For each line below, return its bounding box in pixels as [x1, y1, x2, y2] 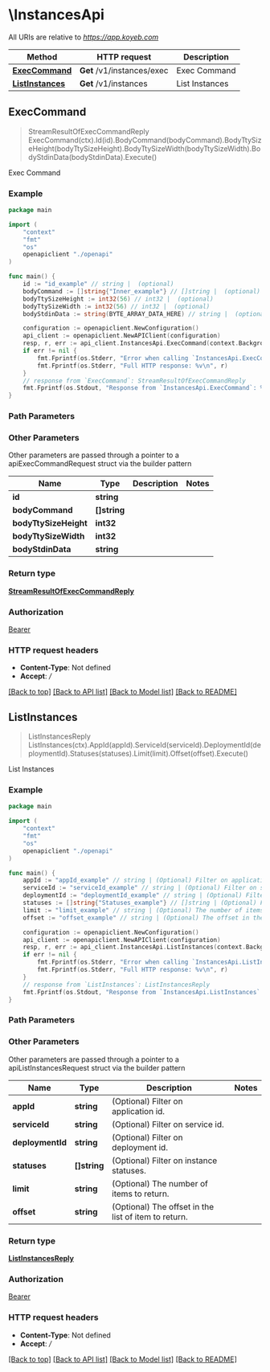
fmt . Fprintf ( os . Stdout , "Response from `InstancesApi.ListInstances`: [22, 988, 264, 996]
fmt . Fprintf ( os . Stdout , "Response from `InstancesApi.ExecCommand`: [22, 384, 257, 392]
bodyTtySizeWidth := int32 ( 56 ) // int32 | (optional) [22, 302, 211, 310]
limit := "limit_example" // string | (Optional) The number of [22, 906, 243, 914]
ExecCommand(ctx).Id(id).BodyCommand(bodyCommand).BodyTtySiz [27, 135, 262, 145]
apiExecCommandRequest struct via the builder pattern [8, 459, 192, 469]
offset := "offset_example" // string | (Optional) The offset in [22, 914, 250, 922]
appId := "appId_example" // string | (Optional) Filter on [22, 876, 228, 885]
